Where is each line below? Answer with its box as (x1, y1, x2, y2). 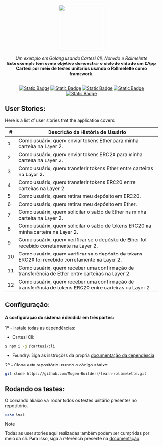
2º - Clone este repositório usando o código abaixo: (5, 362, 109, 368)
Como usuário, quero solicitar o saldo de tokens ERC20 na (18, 223, 152, 229)
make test (5, 412, 25, 417)
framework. (69, 71, 94, 77)
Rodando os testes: (5, 385, 65, 393)
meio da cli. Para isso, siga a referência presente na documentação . (5, 435, 141, 441)
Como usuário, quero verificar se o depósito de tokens (18, 250, 143, 257)
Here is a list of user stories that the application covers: (5, 117, 115, 123)
